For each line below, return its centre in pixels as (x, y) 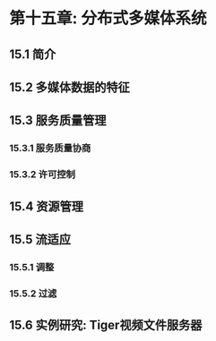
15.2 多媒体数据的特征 (69, 87)
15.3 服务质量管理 (58, 120)
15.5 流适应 (40, 239)
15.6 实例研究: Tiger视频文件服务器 (106, 325)
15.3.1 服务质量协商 (50, 149)
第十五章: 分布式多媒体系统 (108, 18)
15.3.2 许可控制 (43, 175)
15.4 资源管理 (46, 206)
